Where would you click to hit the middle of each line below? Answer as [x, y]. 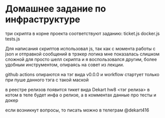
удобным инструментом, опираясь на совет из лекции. [65, 65]
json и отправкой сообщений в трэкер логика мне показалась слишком [82, 54]
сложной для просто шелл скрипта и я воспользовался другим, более [81, 59]
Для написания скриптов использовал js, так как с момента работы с [80, 48]
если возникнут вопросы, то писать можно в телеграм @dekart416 [77, 110]
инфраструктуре [43, 19]
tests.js [13, 39]
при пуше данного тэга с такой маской [47, 80]
